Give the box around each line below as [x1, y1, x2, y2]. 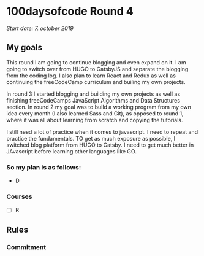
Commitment [6, 242, 47, 251]
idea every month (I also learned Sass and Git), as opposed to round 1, [6, 109, 184, 117]
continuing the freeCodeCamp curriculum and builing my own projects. [6, 78, 186, 85]
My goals [6, 42, 43, 53]
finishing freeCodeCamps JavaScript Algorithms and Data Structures [6, 96, 181, 104]
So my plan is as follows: [6, 163, 81, 171]
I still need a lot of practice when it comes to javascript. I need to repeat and [6, 128, 198, 136]
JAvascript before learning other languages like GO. [6, 147, 137, 155]
